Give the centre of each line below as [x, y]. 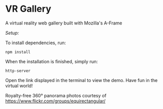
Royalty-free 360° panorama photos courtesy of [56, 95]
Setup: [12, 33]
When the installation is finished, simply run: [52, 61]
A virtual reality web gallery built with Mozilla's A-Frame [64, 23]
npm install [18, 52]
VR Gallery [28, 9]
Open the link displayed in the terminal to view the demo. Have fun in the [81, 80]
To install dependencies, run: [36, 43]
